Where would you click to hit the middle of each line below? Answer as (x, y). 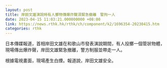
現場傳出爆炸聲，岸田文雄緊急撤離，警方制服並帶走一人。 (65, 50)
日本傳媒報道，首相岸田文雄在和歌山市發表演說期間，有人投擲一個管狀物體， (85, 44)
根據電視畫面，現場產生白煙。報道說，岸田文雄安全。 (61, 60)
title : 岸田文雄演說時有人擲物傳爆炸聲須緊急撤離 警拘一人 (60, 15)
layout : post (19, 10)
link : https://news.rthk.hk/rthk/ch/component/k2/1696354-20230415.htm (82, 24)
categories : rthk (24, 29)
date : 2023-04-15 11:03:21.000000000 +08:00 (53, 19)
